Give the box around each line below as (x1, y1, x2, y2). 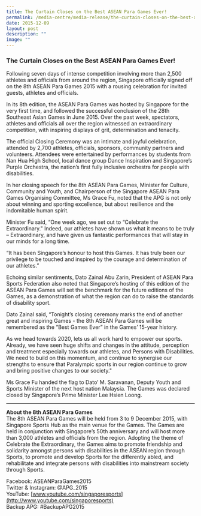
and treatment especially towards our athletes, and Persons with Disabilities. (6, 348, 194, 355)
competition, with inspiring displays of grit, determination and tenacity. (6, 127, 180, 134)
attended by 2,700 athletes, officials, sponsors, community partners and (6, 145, 184, 152)
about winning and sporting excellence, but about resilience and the (6, 200, 174, 208)
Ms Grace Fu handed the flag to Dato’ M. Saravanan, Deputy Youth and (6, 379, 181, 386)
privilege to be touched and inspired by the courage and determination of (6, 256, 187, 263)
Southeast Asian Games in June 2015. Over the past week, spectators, (6, 113, 179, 121)
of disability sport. (6, 299, 51, 307)
